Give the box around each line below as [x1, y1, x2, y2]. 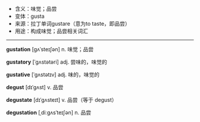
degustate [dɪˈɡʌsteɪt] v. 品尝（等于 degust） [6, 96, 117, 103]
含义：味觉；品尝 [14, 5, 57, 12]
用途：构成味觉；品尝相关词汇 [14, 27, 88, 35]
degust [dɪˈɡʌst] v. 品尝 [6, 84, 64, 90]
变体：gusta [14, 12, 45, 20]
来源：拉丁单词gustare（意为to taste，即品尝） [14, 20, 131, 27]
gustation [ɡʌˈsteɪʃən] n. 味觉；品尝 [6, 46, 94, 52]
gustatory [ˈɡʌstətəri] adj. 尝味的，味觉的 [6, 58, 107, 65]
